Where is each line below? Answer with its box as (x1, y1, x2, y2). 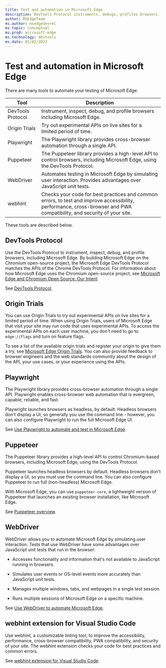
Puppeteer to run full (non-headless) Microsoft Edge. (5, 479, 113, 485)
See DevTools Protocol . (5, 285, 53, 291)
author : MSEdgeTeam (5, 16, 45, 21)
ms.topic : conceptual (5, 26, 50, 31)
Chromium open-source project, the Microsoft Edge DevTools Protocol (5, 260, 149, 266)
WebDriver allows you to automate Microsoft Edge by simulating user (5, 536, 146, 542)
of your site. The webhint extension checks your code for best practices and (5, 643, 161, 649)
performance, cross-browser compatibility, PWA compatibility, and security (5, 637, 159, 643)
